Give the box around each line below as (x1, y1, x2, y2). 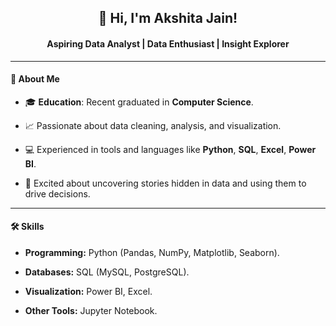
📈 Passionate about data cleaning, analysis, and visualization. (24, 119, 282, 131)
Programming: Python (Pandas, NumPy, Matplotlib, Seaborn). (24, 247, 280, 258)
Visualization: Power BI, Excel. (24, 286, 153, 297)
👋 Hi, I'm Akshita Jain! (98, 10, 238, 27)
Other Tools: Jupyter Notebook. (24, 305, 158, 316)
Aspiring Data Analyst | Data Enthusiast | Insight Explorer (46, 37, 290, 50)
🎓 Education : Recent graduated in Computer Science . (24, 96, 254, 108)
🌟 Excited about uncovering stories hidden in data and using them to (24, 177, 307, 189)
